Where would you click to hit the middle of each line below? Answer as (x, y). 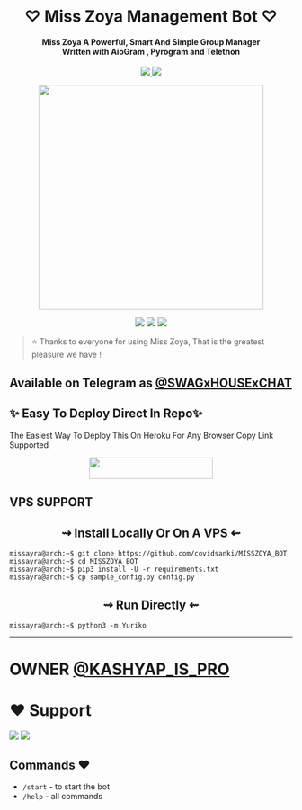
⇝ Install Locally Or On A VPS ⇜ (151, 533)
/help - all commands (62, 796)
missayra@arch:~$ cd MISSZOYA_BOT (74, 562)
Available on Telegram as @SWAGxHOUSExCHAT (151, 383)
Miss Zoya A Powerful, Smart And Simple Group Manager (151, 41)
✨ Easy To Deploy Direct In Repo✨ (106, 414)
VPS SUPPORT (51, 502)
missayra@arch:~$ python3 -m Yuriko (78, 626)
